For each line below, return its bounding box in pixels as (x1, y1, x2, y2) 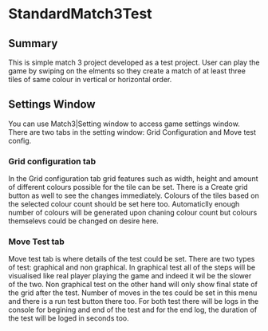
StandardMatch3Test (8, 5, 153, 23)
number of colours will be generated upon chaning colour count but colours (8, 208, 258, 218)
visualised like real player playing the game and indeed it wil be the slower (8, 271, 252, 281)
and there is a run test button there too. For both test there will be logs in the (8, 297, 259, 306)
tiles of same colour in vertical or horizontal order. (8, 75, 172, 84)
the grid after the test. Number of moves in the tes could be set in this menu (8, 288, 258, 298)
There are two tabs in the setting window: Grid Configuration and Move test (8, 127, 257, 136)
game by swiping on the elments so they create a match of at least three (8, 66, 246, 76)
